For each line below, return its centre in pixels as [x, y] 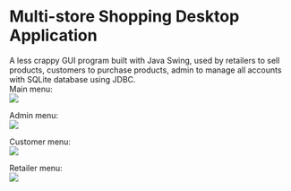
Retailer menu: [36, 168]
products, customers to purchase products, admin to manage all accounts [145, 70]
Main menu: [31, 89]
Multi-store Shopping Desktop [124, 17]
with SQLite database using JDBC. [73, 79]
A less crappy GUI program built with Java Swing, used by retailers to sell [145, 60]
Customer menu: [40, 142]
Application [53, 35]
